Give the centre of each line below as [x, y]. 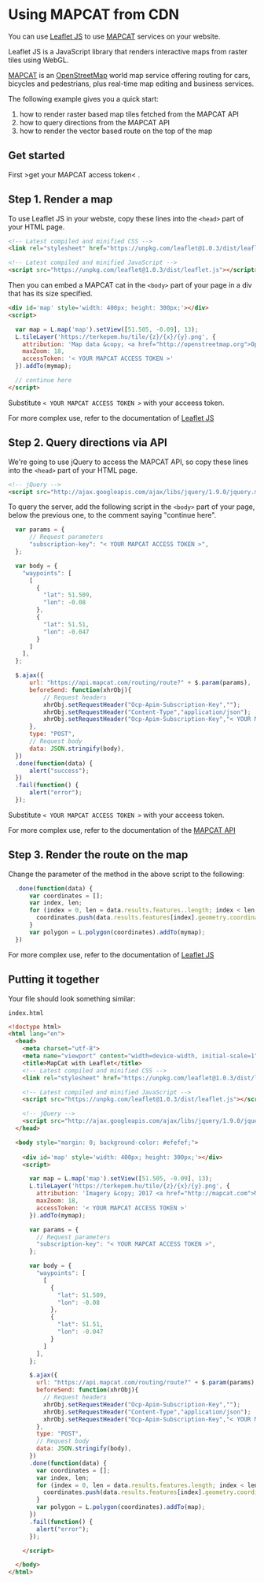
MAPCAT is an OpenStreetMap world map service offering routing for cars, [129, 75]
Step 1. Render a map [60, 200]
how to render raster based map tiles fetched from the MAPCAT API [129, 114]
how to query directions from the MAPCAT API [95, 122]
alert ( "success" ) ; [59, 771]
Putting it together [54, 980]
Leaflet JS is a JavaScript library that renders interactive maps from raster [128, 51]
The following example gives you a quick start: [83, 98]
